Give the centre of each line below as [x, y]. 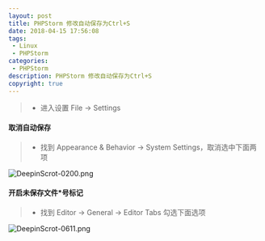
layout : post [30, 16]
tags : [17, 38]
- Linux [25, 46]
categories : [28, 61]
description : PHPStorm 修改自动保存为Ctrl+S [80, 76]
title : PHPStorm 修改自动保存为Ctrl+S [69, 23]
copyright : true [36, 83]
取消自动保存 [29, 128]
